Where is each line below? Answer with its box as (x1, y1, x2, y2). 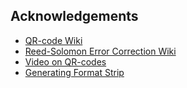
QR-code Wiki (24, 34, 83, 46)
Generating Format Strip (24, 66, 125, 78)
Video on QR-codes (24, 55, 107, 68)
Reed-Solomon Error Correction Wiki (24, 45, 177, 57)
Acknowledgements (10, 8, 139, 25)
